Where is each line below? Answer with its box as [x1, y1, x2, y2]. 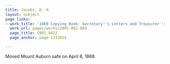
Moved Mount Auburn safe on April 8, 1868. [5, 53, 96, 59]
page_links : [5, 16, 30, 21]
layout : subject [5, 12, 39, 17]
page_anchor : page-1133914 [10, 35, 67, 40]
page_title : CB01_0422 [10, 30, 58, 35]
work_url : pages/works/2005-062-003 [10, 26, 87, 31]
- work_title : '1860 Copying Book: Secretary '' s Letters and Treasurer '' [5, 21, 164, 26]
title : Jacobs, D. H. [5, 7, 51, 12]
